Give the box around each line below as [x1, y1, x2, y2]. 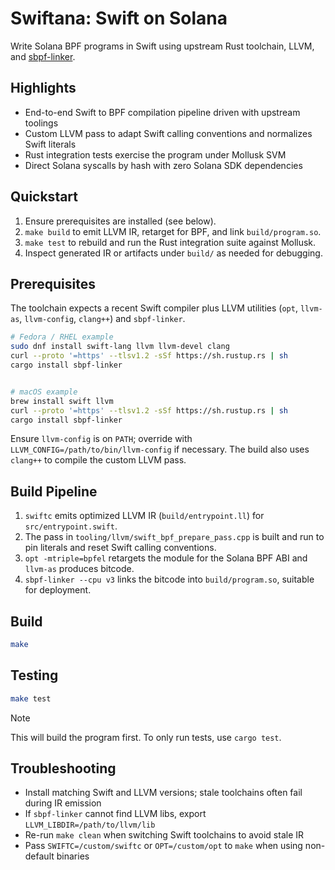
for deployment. [24, 584, 92, 596]
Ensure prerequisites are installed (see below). [24, 215, 217, 227]
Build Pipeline [10, 483, 98, 500]
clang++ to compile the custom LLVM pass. [10, 454, 187, 466]
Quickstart [10, 188, 79, 206]
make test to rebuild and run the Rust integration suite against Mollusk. [24, 236, 317, 248]
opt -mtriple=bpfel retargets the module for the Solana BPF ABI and [24, 552, 308, 564]
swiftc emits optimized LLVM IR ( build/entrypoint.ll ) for [24, 510, 265, 522]
